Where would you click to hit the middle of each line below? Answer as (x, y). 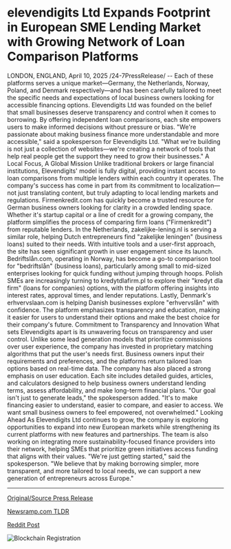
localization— (201, 185)
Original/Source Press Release (50, 498)
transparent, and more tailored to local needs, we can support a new (104, 470)
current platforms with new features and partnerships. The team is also (108, 434)
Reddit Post (23, 524)
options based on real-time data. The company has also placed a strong (109, 368)
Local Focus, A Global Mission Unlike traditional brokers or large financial (111, 163)
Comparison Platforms (73, 57)
